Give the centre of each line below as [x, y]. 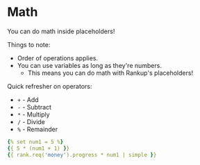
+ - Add [28, 99]
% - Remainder [37, 129]
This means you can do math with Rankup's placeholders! [110, 73]
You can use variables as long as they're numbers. [89, 65]
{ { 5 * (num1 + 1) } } [39, 148]
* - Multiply [33, 114]
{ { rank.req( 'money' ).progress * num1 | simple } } [82, 155]
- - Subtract [34, 107]
